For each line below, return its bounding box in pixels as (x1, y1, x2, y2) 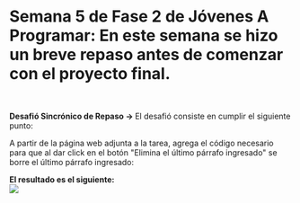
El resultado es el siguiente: (9, 173, 115, 185)
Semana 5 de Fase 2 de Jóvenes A (9, 6, 269, 27)
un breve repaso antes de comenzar (9, 45, 284, 65)
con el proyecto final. (9, 64, 171, 84)
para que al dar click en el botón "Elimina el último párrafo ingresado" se (9, 146, 278, 158)
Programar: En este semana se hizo (9, 25, 278, 46)
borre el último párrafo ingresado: (9, 156, 135, 167)
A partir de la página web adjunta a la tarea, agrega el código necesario (9, 137, 274, 148)
